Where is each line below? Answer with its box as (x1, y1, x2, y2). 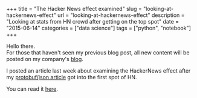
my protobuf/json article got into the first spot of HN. (6, 74, 137, 80)
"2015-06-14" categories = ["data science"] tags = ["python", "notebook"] (6, 24, 192, 31)
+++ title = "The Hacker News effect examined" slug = (6, 5, 142, 12)
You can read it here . (6, 85, 59, 93)
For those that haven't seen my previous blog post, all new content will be (6, 49, 190, 56)
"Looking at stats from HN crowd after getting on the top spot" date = (6, 18, 179, 25)
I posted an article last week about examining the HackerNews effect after (6, 67, 191, 74)
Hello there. (6, 42, 35, 50)
